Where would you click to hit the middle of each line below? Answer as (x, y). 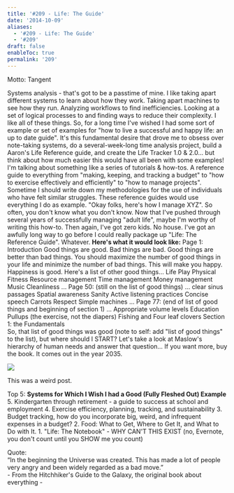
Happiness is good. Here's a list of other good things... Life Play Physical (112, 271)
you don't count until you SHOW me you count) (75, 438)
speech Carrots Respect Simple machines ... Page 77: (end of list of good (112, 302)
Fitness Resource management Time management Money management (110, 279)
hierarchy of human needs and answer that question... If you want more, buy (117, 346)
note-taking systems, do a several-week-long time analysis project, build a (115, 145)
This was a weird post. (39, 380)
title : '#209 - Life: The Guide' (56, 14)
